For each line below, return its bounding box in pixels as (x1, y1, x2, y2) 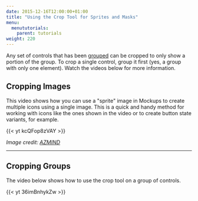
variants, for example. (6, 116, 59, 123)
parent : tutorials (16, 31, 62, 36)
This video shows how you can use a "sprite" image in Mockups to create (6, 97, 185, 104)
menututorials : (11, 25, 49, 31)
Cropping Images (6, 82, 71, 92)
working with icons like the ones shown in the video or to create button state (6, 109, 192, 116)
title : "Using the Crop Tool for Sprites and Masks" (6, 14, 138, 20)
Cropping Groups (6, 161, 71, 171)
